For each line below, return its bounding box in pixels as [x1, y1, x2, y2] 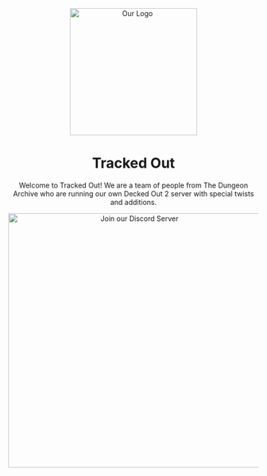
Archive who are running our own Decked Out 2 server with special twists [13, 188, 254, 198]
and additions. [110, 197, 157, 207]
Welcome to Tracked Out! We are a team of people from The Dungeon [18, 180, 249, 190]
